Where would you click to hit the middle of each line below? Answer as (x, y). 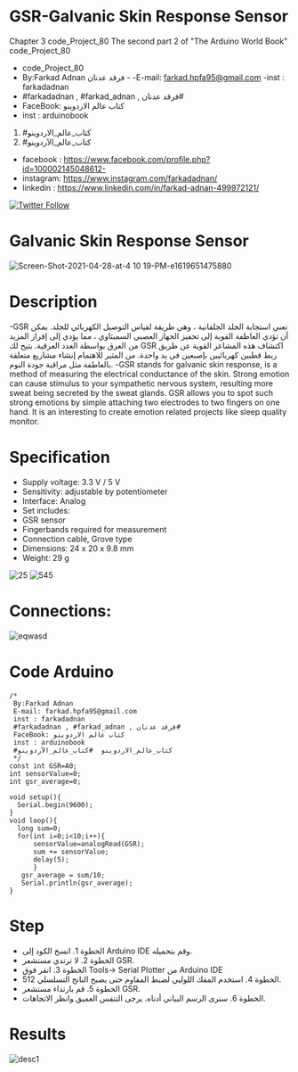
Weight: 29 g (45, 557)
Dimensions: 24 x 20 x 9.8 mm (78, 548)
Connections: (60, 610)
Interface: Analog (54, 500)
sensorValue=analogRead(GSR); (89, 844)
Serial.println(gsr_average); (77, 883)
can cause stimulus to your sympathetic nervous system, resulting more (141, 383)
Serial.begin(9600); (55, 804)
